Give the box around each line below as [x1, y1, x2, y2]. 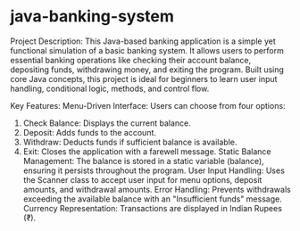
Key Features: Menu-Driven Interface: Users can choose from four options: [10, 100, 286, 111]
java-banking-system [10, 6, 175, 27]
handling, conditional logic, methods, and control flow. [10, 83, 210, 94]
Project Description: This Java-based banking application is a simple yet [10, 36, 276, 46]
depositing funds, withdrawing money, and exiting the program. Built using [10, 64, 285, 75]
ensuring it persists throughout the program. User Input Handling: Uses [22, 165, 285, 176]
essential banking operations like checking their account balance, [10, 54, 252, 65]
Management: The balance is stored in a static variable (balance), [22, 155, 264, 166]
